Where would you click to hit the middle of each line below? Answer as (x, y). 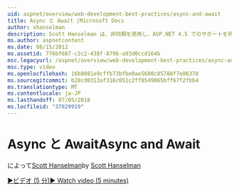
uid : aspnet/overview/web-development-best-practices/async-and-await (114, 14)
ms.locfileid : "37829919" (46, 107)
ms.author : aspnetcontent (46, 41)
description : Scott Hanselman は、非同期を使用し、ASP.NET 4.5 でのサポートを (118, 34)
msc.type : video (31, 67)
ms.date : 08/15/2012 (38, 47)
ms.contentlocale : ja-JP (44, 93)
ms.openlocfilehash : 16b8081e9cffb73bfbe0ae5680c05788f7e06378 (103, 73)
